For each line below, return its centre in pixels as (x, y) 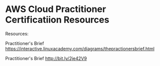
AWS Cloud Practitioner (56, 9)
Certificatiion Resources (57, 20)
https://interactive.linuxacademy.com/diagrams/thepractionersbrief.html (80, 48)
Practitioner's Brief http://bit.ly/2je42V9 (46, 58)
